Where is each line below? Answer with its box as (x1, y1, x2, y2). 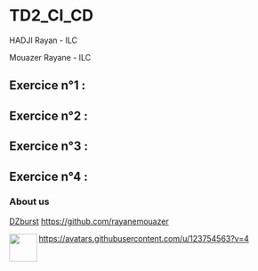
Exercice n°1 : (9, 78, 86, 94)
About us (9, 195, 50, 208)
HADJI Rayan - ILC (9, 35, 78, 45)
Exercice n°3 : (9, 139, 89, 154)
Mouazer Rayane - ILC (9, 52, 92, 62)
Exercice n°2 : (9, 108, 88, 123)
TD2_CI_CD (9, 5, 94, 26)
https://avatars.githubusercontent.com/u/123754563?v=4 (38, 233, 249, 243)
